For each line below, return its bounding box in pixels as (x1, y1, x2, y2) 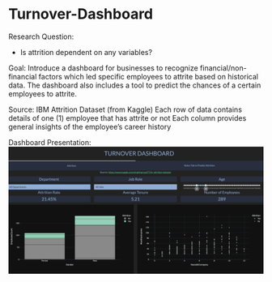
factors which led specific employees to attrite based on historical (38, 71, 259, 81)
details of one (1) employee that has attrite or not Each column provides (8, 113, 247, 122)
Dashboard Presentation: (8, 137, 91, 147)
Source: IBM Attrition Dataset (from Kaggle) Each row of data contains (8, 105, 243, 114)
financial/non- (199, 62, 247, 73)
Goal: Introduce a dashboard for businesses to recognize (8, 62, 198, 73)
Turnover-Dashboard (8, 5, 154, 23)
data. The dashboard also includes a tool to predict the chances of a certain (8, 80, 261, 90)
